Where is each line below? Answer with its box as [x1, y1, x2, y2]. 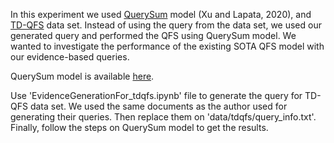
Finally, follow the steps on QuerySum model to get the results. [10, 122, 269, 133]
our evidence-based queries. [10, 51, 130, 63]
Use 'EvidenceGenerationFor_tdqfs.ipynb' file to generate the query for [10, 90, 303, 101]
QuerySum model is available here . [10, 70, 155, 82]
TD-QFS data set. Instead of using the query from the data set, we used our [10, 19, 322, 31]
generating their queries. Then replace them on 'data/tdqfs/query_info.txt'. [10, 111, 317, 123]
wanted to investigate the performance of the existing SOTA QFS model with [10, 40, 325, 52]
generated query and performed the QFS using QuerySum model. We [10, 30, 297, 41]
